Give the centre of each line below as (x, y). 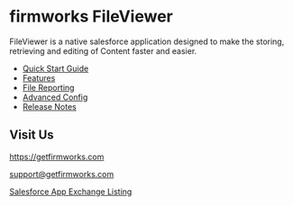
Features (39, 77)
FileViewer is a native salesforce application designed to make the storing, (147, 41)
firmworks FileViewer (91, 17)
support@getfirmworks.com (62, 174)
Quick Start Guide (55, 68)
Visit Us (32, 135)
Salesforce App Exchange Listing (71, 192)
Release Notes (49, 106)
